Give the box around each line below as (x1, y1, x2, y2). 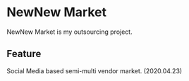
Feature (6, 48, 42, 60)
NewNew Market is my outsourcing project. (6, 27, 133, 36)
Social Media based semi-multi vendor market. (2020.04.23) (6, 66, 183, 75)
